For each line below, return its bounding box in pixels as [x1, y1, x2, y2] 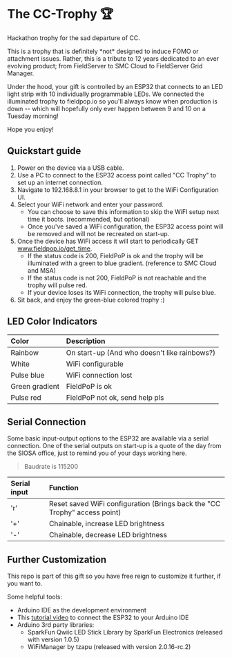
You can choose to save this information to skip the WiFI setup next [27, 207, 220, 215]
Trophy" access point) [48, 507, 122, 517]
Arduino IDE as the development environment [17, 606, 146, 615]
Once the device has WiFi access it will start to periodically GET [17, 237, 199, 245]
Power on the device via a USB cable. [17, 164, 124, 172]
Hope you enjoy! [7, 125, 54, 133]
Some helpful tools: [7, 592, 62, 601]
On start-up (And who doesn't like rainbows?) [66, 347, 216, 357]
